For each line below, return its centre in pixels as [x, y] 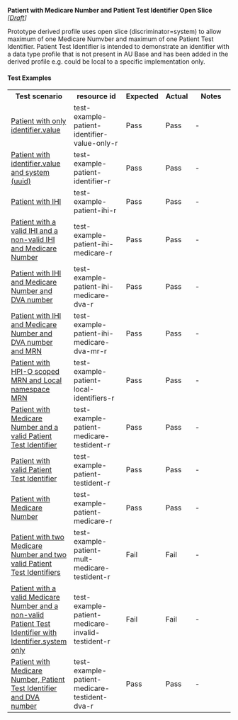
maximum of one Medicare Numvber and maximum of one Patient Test [110, 39]
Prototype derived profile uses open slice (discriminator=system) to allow [114, 32]
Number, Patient [38, 680]
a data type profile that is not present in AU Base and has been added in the [118, 54]
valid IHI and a [35, 231]
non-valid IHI [33, 240]
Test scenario [39, 96]
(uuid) [21, 181]
